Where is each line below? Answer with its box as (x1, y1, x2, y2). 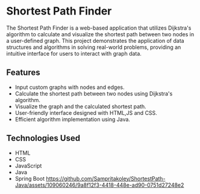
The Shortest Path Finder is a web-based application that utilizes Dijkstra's (6, 24, 192, 31)
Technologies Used (6, 133, 80, 143)
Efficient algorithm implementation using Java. (14, 115, 131, 123)
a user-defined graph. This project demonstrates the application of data (6, 37, 185, 44)
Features (6, 68, 40, 78)
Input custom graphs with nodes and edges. (14, 83, 125, 91)
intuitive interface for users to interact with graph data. (6, 50, 142, 57)
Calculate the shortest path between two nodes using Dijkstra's (14, 89, 173, 97)
